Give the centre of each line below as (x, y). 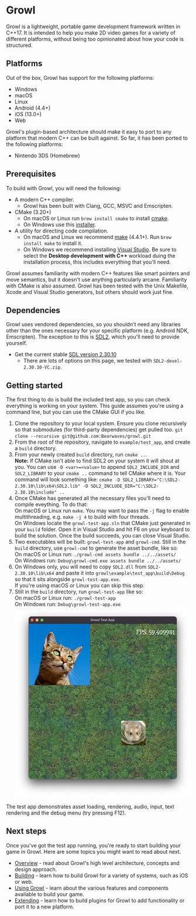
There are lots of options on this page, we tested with (87, 361)
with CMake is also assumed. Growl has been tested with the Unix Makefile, (97, 286)
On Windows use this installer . (60, 224)
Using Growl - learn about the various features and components (91, 888)
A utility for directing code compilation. (61, 231)
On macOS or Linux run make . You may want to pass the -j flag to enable (102, 511)
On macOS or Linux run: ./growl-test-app (65, 598)
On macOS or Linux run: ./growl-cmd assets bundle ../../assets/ (95, 555)
